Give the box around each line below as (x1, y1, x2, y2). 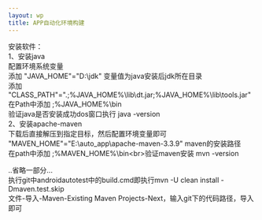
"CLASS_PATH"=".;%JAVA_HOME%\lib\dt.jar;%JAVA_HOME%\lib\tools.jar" (8, 90, 252, 99)
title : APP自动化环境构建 (8, 19, 85, 27)
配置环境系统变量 (8, 61, 64, 71)
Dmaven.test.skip (8, 184, 65, 193)
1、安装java (8, 51, 46, 61)
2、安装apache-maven (8, 119, 83, 129)
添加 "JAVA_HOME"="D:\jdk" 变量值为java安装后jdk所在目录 (8, 71, 203, 80)
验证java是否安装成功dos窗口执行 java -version (8, 109, 161, 118)
